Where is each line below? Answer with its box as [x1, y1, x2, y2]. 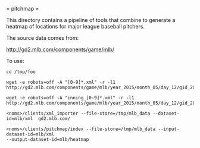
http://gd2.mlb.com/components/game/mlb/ [6, 46, 115, 53]
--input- [158, 126, 180, 132]
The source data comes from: [6, 34, 79, 41]
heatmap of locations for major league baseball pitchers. [6, 23, 145, 30]
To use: [6, 58, 25, 64]
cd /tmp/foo [6, 69, 36, 75]
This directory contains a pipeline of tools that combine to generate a [6, 17, 176, 23]
